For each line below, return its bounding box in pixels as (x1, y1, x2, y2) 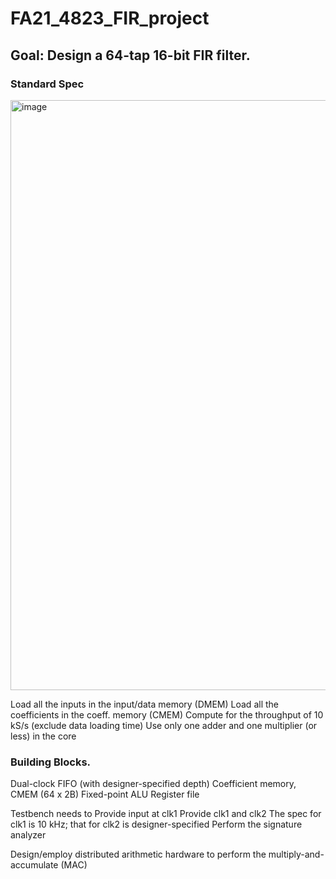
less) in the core (10, 730, 77, 742)
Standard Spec (10, 77, 85, 91)
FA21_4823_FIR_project (10, 7, 210, 30)
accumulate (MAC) (10, 859, 88, 871)
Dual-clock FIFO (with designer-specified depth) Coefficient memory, (10, 778, 297, 790)
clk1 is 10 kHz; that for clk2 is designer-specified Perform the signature (10, 818, 303, 831)
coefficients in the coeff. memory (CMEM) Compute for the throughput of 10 (10, 708, 324, 721)
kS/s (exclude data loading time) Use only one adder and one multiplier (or (10, 719, 318, 731)
